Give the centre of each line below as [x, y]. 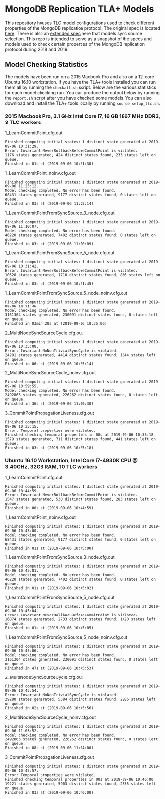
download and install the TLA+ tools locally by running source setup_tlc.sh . [82, 103]
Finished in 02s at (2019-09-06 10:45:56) [49, 708]
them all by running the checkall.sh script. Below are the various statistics [81, 87]
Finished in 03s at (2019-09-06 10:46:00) [49, 793]
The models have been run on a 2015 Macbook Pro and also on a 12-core [80, 77]
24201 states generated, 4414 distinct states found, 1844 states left [80, 355]
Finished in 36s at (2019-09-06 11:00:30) [49, 404]
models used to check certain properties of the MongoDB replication [75, 44]
